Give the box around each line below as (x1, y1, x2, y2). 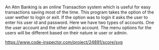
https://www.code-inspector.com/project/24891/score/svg (5, 39, 123, 45)
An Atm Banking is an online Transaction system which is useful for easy (5, 4, 151, 10)
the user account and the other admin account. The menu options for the (5, 25, 152, 31)
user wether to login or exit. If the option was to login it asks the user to (5, 15, 148, 20)
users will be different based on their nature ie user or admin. (5, 30, 128, 35)
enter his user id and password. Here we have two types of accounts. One (5, 19, 155, 25)
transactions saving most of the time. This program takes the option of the (5, 9, 155, 15)
